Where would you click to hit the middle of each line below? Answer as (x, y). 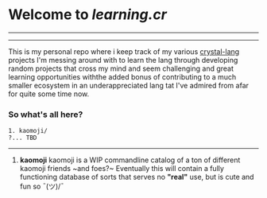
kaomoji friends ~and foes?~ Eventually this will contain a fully (122, 169)
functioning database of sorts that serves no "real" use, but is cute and (137, 177)
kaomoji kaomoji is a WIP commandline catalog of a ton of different (130, 160)
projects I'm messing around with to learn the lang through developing (123, 60)
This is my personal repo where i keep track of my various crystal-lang (124, 51)
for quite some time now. (49, 94)
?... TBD (23, 138)
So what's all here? (46, 115)
